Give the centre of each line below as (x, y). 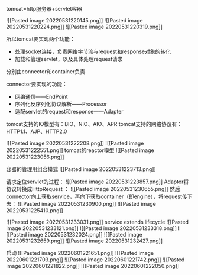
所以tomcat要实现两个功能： (40, 39)
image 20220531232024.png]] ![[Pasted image (85, 234)
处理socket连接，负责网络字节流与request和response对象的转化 (93, 51)
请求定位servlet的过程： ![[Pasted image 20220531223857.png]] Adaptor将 (98, 182)
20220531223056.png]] (35, 157)
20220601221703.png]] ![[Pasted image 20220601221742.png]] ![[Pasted (95, 260)
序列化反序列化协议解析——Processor (61, 104)
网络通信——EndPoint (41, 97)
